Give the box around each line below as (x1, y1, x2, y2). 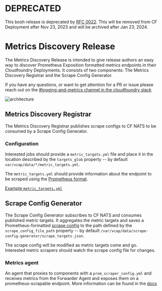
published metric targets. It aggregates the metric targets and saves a (5, 217, 144, 223)
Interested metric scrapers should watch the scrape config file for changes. (5, 247, 156, 253)
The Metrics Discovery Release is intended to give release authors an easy (5, 57, 154, 63)
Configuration (5, 140, 39, 147)
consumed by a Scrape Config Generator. (5, 128, 88, 134)
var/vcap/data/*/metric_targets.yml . (5, 161, 80, 167)
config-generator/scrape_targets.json (5, 233, 83, 238)
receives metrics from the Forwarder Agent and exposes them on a (5, 276, 139, 281)
